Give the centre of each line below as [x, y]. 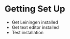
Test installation [27, 32]
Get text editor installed [35, 27]
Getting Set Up [35, 9]
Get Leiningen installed [35, 22]
